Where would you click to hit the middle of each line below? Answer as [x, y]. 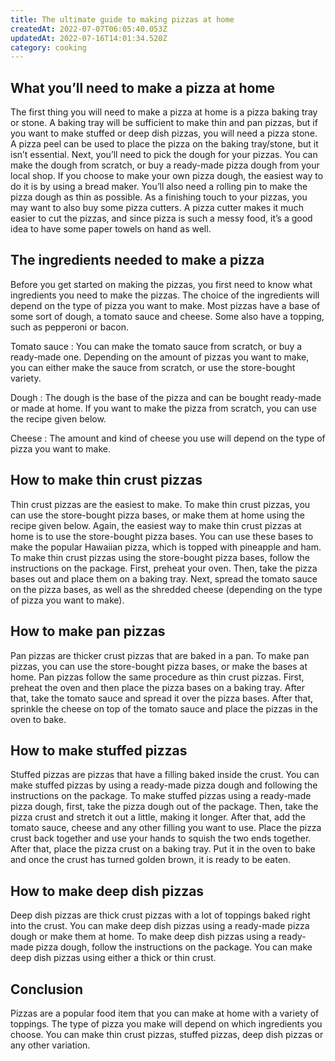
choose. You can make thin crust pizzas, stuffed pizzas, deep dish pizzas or [167, 1034]
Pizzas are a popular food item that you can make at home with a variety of [165, 1013]
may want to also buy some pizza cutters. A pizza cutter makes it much [157, 208]
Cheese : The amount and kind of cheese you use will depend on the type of [168, 438]
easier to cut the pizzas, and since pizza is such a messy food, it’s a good [161, 218]
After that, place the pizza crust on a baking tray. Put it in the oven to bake [163, 849]
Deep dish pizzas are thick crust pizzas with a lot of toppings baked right [160, 915]
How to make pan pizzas [88, 631]
